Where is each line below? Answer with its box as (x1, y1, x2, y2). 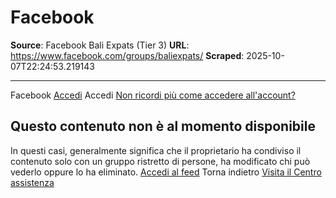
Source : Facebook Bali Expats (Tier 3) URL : (10, 39, 190, 51)
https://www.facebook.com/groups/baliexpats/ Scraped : (10, 49, 245, 61)
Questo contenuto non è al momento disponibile (10, 118, 316, 135)
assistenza (10, 176, 55, 188)
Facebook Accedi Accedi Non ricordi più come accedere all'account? (10, 89, 296, 101)
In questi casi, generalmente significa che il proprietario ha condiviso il (10, 144, 302, 156)
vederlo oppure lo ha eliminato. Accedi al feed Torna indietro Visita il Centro (10, 166, 322, 178)
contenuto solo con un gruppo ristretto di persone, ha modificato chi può (10, 155, 311, 167)
